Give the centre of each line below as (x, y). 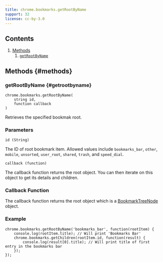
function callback (33, 104)
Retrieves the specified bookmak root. (44, 117)
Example (16, 219)
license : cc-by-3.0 (25, 19)
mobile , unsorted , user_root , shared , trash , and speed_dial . (64, 155)
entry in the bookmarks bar (34, 246)
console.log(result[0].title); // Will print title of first (86, 242)
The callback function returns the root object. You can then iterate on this (79, 173)
